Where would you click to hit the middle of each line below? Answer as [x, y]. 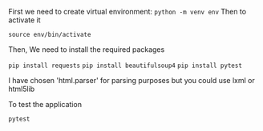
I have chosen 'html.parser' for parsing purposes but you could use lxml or [131, 80]
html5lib [22, 89]
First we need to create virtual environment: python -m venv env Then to [127, 12]
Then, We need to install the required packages [87, 50]
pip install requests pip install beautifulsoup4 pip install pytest [125, 65]
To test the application [45, 104]
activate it [25, 20]
